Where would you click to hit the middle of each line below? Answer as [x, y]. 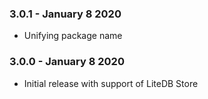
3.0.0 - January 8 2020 [67, 62]
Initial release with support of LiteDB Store [111, 83]
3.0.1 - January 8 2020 [65, 14]
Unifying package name [73, 36]
